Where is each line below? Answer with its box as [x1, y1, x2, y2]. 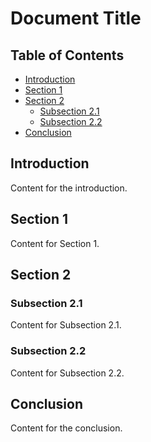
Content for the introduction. [10, 182, 128, 194]
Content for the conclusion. [10, 422, 123, 434]
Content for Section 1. [10, 237, 100, 249]
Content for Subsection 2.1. [10, 319, 122, 331]
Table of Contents [10, 47, 125, 64]
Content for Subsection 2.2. [10, 367, 125, 379]
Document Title [10, 7, 142, 30]
